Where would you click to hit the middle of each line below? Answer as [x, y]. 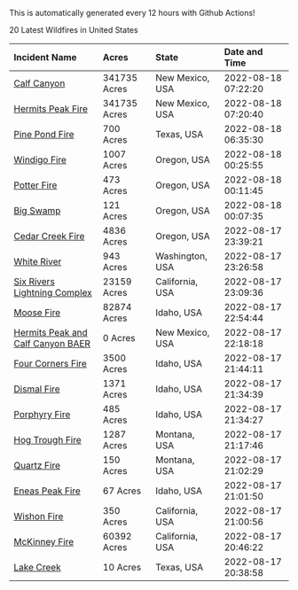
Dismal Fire [37, 389]
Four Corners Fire [50, 364]
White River [38, 262]
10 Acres [122, 567]
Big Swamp [37, 210]
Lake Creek [37, 567]
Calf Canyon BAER [52, 343]
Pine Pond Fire [44, 134]
